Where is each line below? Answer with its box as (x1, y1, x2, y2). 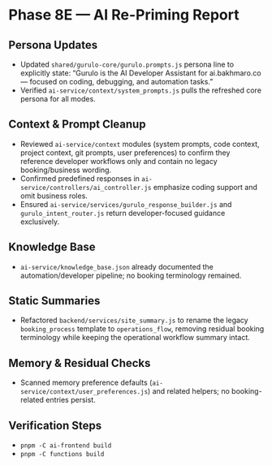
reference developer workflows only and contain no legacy (19, 156, 218, 166)
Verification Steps (8, 418, 102, 432)
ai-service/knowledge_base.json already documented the (19, 261, 214, 271)
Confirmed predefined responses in (19, 173, 140, 183)
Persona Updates (8, 38, 98, 52)
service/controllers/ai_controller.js (19, 183, 152, 192)
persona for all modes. (19, 94, 96, 103)
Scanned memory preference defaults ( (19, 378, 153, 387)
